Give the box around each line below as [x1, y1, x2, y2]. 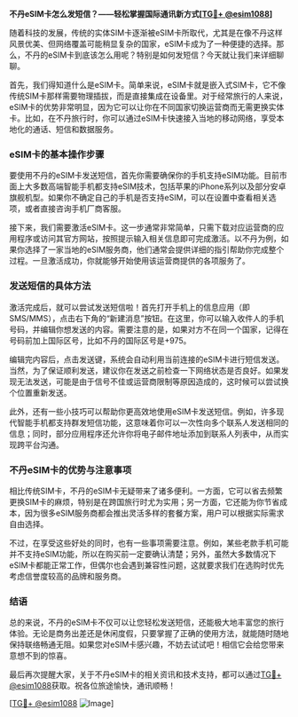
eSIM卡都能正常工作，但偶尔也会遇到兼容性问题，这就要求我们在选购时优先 [9, 559, 285, 571]
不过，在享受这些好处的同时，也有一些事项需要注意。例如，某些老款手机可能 [9, 537, 289, 548]
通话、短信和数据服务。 [32, 124, 118, 134]
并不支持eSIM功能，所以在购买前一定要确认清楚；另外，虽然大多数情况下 [9, 548, 277, 559]
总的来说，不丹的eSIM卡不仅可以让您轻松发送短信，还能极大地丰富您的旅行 [9, 617, 285, 628]
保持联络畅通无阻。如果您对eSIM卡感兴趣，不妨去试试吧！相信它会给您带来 [9, 639, 285, 650]
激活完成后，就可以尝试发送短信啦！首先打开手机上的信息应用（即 [9, 302, 250, 312]
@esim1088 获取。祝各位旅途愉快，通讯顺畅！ [9, 681, 176, 691]
